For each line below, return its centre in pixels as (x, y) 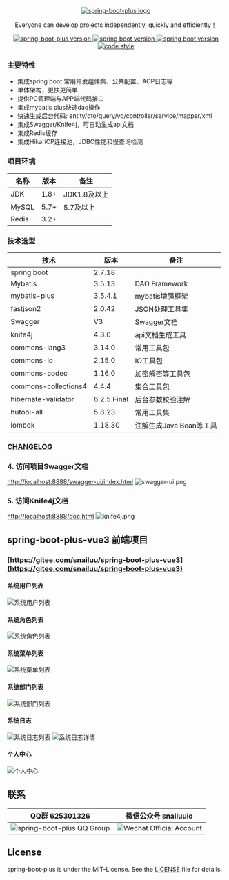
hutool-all (27, 412)
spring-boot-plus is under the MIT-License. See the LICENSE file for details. (115, 869)
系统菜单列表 (25, 653)
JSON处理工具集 (161, 309)
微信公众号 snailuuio (159, 816)
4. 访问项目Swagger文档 (48, 466)
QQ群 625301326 (60, 816)
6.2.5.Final (111, 399)
